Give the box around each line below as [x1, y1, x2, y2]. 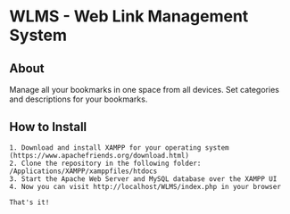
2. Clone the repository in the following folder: [9, 159, 202, 168]
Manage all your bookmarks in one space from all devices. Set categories [9, 85, 279, 95]
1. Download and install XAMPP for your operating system [9, 143, 229, 152]
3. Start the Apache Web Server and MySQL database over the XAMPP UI [9, 174, 278, 184]
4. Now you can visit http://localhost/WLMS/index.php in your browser [9, 182, 281, 191]
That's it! [9, 198, 50, 207]
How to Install [9, 119, 87, 135]
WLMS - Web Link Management [9, 6, 249, 27]
